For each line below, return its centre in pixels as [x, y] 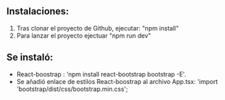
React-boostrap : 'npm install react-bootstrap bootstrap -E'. [101, 74]
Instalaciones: [38, 11]
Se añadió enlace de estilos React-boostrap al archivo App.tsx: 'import [117, 81]
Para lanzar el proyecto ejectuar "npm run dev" [84, 35]
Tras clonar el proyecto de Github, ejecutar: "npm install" [98, 28]
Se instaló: [30, 57]
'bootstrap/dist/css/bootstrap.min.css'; [72, 89]
